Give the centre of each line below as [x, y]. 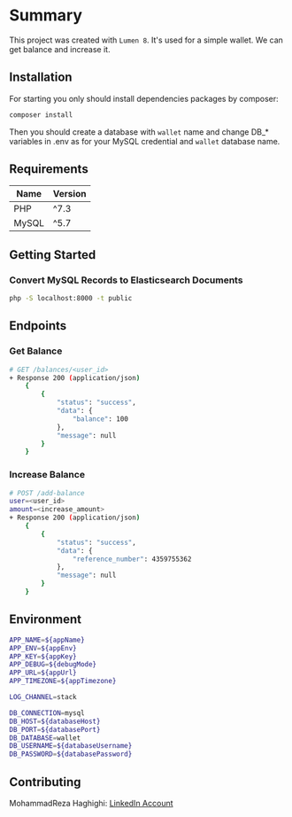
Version [69, 194]
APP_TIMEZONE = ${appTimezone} [63, 681]
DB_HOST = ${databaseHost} [55, 721]
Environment [46, 620]
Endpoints [38, 326]
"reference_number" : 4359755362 [132, 559]
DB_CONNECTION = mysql [47, 713]
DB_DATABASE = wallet [45, 738]
